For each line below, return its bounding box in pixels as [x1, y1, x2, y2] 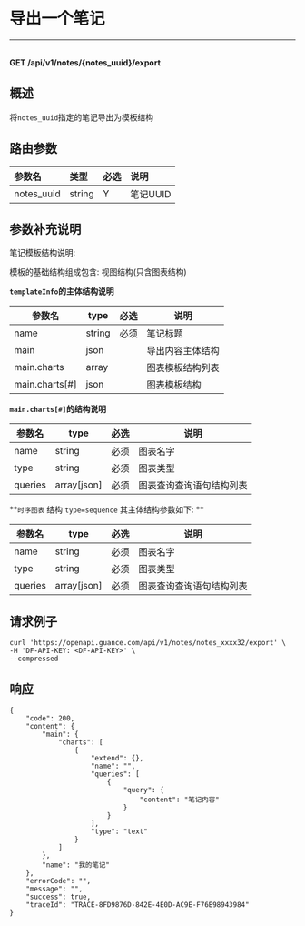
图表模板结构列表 [146, 361, 220, 374]
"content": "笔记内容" [139, 795, 220, 804]
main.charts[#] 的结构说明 [9, 404, 107, 415]
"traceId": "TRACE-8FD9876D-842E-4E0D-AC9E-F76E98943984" [25, 901, 250, 910]
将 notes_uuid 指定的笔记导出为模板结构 [9, 111, 154, 123]
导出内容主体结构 [146, 345, 220, 357]
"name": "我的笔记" [42, 861, 111, 870]
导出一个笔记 [9, 8, 106, 29]
